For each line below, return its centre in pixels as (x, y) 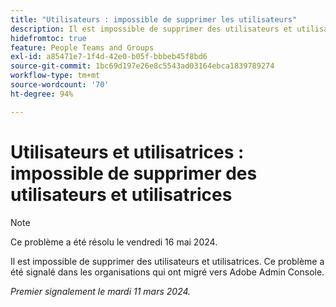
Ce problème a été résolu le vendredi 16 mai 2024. (114, 242)
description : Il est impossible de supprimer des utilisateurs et (151, 29)
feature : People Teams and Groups (82, 47)
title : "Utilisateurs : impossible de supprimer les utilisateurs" (154, 19)
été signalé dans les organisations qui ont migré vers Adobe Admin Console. (167, 272)
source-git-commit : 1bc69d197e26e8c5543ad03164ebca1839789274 (142, 66)
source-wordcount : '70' (60, 85)
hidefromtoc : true (48, 38)
